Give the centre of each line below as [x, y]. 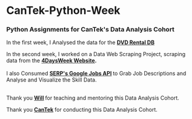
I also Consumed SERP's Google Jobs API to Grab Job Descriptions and [96, 74]
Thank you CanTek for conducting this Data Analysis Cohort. [82, 110]
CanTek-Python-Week [63, 11]
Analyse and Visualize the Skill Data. [51, 80]
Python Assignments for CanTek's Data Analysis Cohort [90, 30]
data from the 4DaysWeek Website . [51, 60]
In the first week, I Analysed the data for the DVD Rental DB [81, 42]
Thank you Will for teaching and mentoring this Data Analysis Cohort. [93, 98]
